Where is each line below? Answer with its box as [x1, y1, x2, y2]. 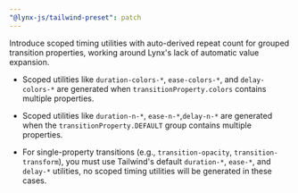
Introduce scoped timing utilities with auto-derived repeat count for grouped [9, 38, 290, 48]
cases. [21, 175, 47, 186]
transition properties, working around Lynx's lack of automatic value [9, 46, 260, 58]
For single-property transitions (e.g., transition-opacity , [21, 147, 232, 157]
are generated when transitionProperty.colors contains [56, 83, 267, 94]
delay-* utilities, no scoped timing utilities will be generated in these [21, 165, 272, 176]
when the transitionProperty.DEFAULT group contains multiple [21, 120, 252, 130]
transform [21, 157, 60, 166]
